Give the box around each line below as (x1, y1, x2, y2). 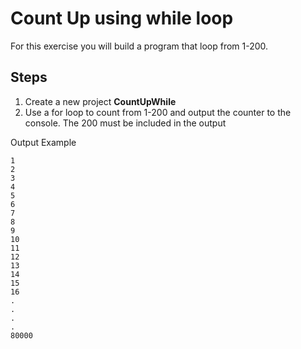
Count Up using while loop (10, 7, 234, 30)
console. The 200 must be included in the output (24, 117, 227, 129)
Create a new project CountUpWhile (24, 95, 177, 107)
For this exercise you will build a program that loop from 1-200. (10, 40, 269, 52)
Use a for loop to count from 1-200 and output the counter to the (24, 106, 292, 118)
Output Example (10, 136, 77, 148)
